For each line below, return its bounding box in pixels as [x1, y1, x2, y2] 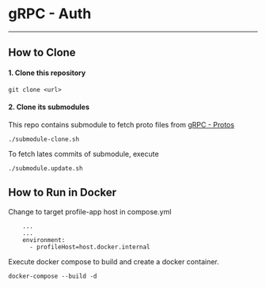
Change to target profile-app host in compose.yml [8, 207, 172, 216]
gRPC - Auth [8, 5, 92, 23]
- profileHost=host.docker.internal [28, 243, 150, 251]
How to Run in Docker [8, 186, 117, 199]
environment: [22, 236, 66, 244]
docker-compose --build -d [8, 272, 97, 280]
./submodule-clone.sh [8, 135, 80, 143]
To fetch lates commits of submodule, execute [8, 149, 160, 158]
